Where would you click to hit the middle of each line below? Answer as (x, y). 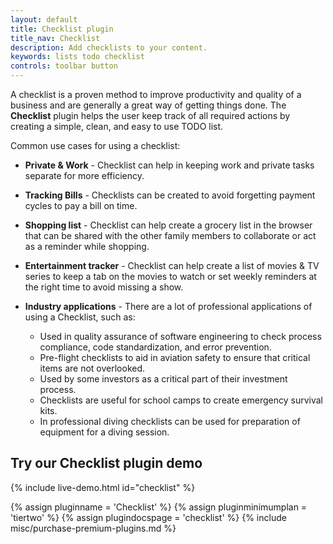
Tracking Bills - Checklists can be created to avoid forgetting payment (170, 195)
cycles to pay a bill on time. (81, 205)
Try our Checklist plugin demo (106, 463)
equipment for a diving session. (104, 432)
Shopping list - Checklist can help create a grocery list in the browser (168, 225)
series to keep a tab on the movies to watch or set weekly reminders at (170, 276)
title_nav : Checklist (55, 38)
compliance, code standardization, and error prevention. (155, 347)
